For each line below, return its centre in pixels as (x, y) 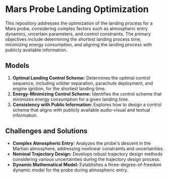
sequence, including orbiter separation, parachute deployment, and (82, 83)
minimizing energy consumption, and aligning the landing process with (79, 44)
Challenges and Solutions (46, 131)
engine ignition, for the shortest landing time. (59, 88)
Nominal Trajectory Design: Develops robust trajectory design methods (88, 154)
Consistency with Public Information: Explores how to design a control (87, 105)
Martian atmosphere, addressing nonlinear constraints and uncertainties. (88, 148)
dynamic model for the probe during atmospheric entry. (70, 170)
